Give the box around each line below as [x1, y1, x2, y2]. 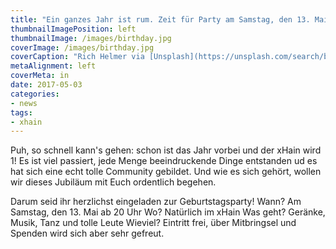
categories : [10, 89, 60, 99]
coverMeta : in [10, 71, 70, 81]
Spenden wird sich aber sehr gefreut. [10, 227, 165, 240]
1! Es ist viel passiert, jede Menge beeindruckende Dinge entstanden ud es [10, 155, 318, 167]
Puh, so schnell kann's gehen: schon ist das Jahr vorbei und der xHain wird [10, 144, 322, 156]
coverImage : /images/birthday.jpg [10, 42, 155, 53]
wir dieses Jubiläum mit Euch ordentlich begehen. [10, 176, 217, 188]
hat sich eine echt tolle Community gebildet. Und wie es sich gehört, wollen [10, 166, 322, 178]
